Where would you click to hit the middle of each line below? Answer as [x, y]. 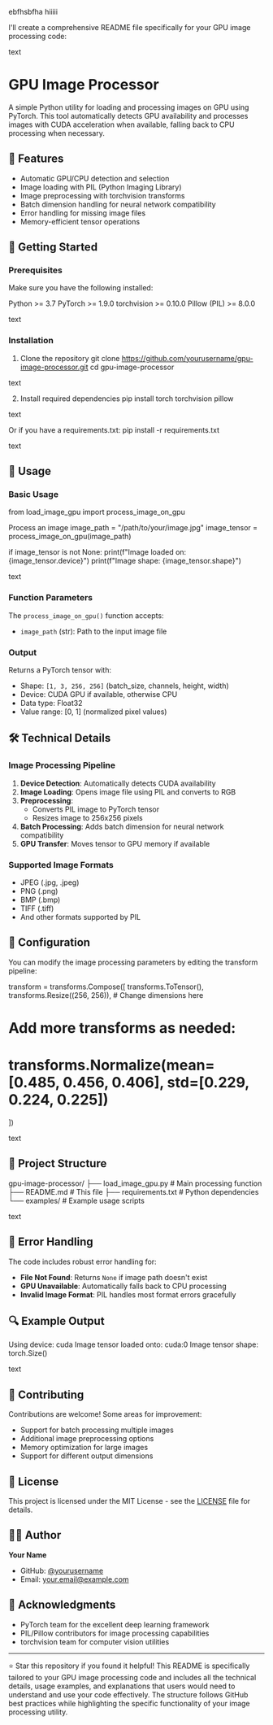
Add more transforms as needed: [122, 1028]
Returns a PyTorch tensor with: [60, 670]
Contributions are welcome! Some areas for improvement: [105, 1414]
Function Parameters [51, 598]
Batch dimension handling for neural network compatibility [118, 204]
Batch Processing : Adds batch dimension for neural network [122, 826]
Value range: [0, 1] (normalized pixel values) [93, 712]
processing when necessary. [57, 133]
